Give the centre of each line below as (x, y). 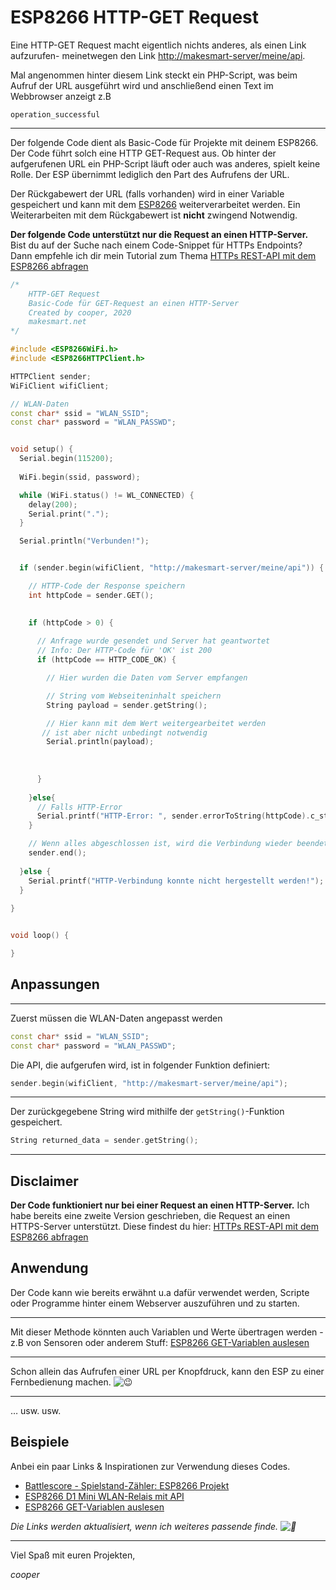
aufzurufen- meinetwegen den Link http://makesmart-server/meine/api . (158, 55)
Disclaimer (44, 1181)
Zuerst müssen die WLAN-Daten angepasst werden (116, 1018)
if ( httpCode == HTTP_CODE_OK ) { (106, 660)
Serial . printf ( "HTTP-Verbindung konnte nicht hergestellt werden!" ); (176, 881)
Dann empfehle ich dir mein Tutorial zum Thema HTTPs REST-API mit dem (163, 255)
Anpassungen (55, 984)
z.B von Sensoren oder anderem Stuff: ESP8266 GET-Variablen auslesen (160, 1342)
